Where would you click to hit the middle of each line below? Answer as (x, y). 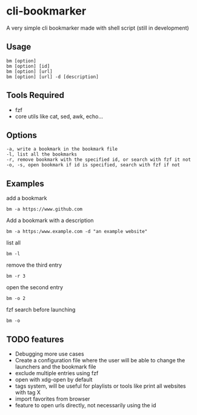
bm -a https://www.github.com (45, 209)
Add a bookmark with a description (50, 221)
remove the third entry (34, 265)
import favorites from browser (52, 399)
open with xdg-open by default (54, 380)
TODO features (35, 339)
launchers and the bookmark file (55, 367)
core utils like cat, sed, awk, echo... (59, 116)
